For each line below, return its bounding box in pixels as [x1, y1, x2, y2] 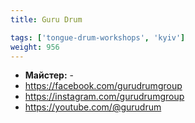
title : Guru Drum [10, 14, 83, 25]
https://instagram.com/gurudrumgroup [24, 91, 185, 103]
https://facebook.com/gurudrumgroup [24, 80, 183, 92]
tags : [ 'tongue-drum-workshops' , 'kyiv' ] [10, 32, 186, 43]
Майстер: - [24, 69, 74, 81]
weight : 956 [10, 42, 60, 52]
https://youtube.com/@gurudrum [24, 101, 162, 113]
